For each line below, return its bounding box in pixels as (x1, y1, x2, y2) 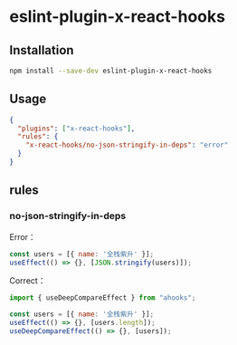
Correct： (9, 275, 46, 286)
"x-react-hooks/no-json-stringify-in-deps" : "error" (25, 140, 229, 150)
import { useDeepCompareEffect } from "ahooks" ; (9, 293, 196, 302)
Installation (9, 43, 74, 58)
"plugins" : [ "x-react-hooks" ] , (17, 124, 136, 133)
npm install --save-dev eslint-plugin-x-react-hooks (9, 66, 213, 75)
